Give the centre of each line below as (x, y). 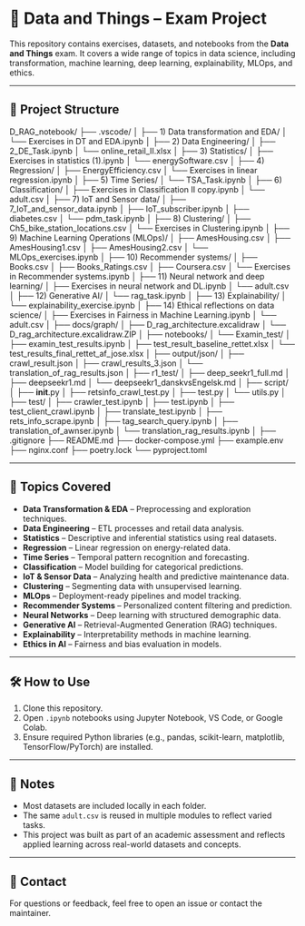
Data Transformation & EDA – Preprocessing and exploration (137, 508)
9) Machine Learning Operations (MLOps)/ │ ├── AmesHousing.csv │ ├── (150, 237)
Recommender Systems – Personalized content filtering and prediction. (157, 605)
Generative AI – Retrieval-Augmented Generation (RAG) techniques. (150, 625)
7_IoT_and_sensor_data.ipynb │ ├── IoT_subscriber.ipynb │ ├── (129, 209)
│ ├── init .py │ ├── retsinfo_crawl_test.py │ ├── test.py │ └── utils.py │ (148, 392)
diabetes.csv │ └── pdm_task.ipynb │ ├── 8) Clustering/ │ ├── (130, 218)
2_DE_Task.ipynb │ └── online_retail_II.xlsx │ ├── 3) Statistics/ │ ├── (142, 151)
